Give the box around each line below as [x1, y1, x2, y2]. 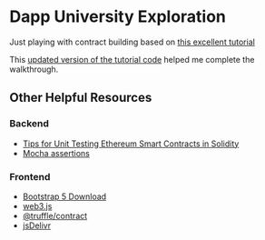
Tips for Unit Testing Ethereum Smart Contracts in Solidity [22, 138, 240, 149]
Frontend [9, 170, 51, 183]
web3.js [22, 200, 53, 211]
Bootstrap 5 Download [22, 191, 107, 202]
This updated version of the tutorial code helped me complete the [9, 54, 255, 65]
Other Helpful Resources [9, 90, 152, 105]
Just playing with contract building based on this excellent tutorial [9, 36, 256, 47]
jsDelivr [22, 220, 52, 231]
